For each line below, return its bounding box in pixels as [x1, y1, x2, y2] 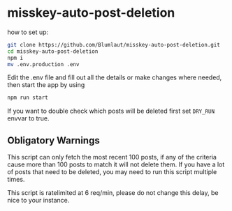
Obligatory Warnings [7, 134, 100, 146]
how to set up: [7, 28, 49, 36]
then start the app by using [7, 81, 85, 89]
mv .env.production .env [7, 61, 80, 68]
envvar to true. [7, 114, 50, 123]
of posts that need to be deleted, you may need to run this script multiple [7, 168, 217, 176]
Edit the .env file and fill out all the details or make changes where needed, [7, 73, 222, 81]
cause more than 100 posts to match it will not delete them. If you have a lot [7, 160, 225, 169]
